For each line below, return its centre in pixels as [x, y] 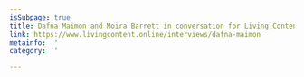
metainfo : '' [34, 43]
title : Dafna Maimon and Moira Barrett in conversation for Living [139, 26]
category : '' [34, 51]
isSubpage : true [40, 17]
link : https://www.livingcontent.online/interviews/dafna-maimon [135, 34]
